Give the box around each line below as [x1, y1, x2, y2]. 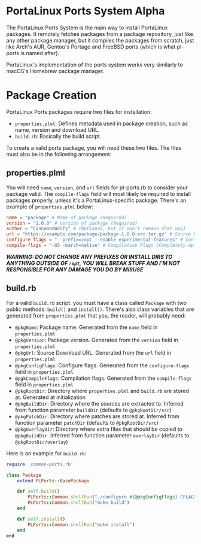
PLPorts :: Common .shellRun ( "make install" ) [28, 521, 135, 528]
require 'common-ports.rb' [6, 461, 74, 467]
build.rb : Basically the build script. [14, 132, 102, 140]
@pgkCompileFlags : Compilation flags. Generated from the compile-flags [14, 374, 192, 382]
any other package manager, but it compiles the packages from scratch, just [6, 37, 194, 44]
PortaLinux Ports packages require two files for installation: [6, 108, 153, 115]
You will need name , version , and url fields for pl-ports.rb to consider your [6, 184, 188, 191]
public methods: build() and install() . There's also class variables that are [6, 306, 194, 313]
